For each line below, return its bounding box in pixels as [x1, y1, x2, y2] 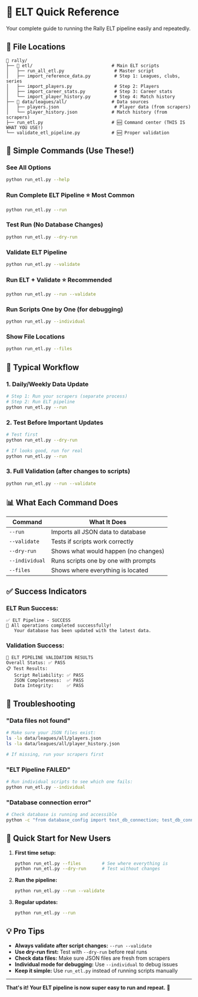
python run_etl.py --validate [6, 261, 81, 267]
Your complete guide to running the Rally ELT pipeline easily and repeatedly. [6, 25, 191, 32]
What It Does [89, 518, 127, 527]
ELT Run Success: [6, 604, 59, 612]
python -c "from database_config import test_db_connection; [6, 817, 160, 823]
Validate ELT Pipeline [6, 248, 68, 256]
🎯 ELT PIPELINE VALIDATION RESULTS [6, 654, 94, 661]
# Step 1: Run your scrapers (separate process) [6, 393, 128, 400]
